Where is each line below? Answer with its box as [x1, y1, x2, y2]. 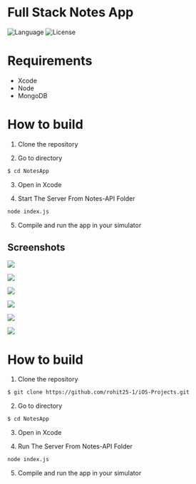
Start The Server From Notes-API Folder [17, 194, 135, 203]
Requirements [7, 53, 93, 69]
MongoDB [17, 91, 48, 100]
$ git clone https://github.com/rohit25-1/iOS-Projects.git [7, 389, 190, 396]
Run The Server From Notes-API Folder [17, 442, 133, 451]
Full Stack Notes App [7, 4, 134, 21]
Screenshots [7, 241, 66, 253]
